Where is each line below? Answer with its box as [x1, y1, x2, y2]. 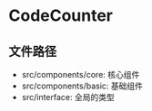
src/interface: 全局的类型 [21, 92, 115, 102]
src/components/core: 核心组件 [21, 69, 140, 79]
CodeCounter [8, 5, 114, 26]
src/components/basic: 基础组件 [21, 80, 143, 91]
